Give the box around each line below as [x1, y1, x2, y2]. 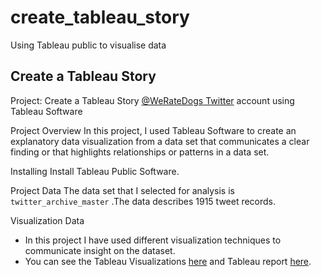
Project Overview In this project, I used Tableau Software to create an [10, 124, 297, 136]
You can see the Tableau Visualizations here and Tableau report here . [24, 255, 312, 267]
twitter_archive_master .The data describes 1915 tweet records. [10, 195, 277, 207]
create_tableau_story [10, 6, 190, 29]
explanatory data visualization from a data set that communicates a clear [10, 135, 310, 147]
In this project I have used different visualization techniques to [24, 234, 282, 246]
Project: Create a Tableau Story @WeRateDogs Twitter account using [10, 94, 295, 106]
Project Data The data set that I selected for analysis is [10, 184, 235, 196]
